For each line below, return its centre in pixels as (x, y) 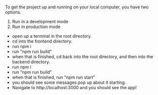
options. (13, 12)
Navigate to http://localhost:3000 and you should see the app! (74, 87)
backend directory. (31, 62)
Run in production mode (36, 27)
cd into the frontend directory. (42, 41)
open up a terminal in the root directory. (52, 36)
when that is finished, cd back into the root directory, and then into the (82, 57)
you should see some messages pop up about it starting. (69, 82)
